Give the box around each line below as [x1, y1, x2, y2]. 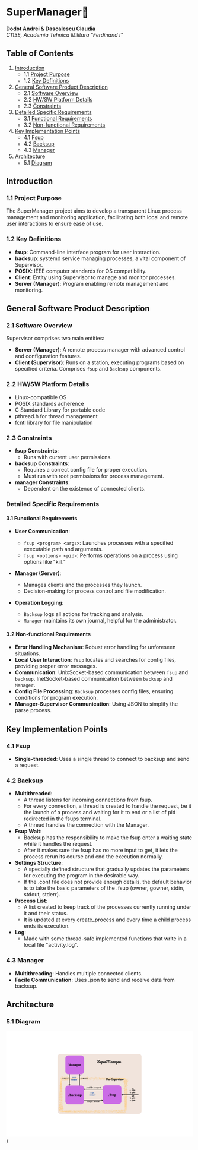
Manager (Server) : [14, 570, 62, 577]
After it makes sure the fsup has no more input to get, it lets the [23, 846, 178, 854]
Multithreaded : [14, 790, 53, 797]
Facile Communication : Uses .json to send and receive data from [14, 976, 175, 983]
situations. [14, 650, 40, 657]
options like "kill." [23, 558, 66, 565]
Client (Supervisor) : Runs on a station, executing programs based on [14, 359, 184, 366]
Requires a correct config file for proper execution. [23, 466, 148, 473]
